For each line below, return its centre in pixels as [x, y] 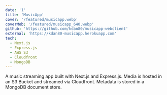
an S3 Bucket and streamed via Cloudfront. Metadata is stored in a [75, 82]
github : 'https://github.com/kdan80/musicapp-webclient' [67, 29]
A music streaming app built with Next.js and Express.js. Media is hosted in [84, 76]
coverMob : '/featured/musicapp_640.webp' [50, 24]
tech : [11, 39]
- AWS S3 [19, 52]
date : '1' [16, 10]
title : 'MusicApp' [25, 15]
